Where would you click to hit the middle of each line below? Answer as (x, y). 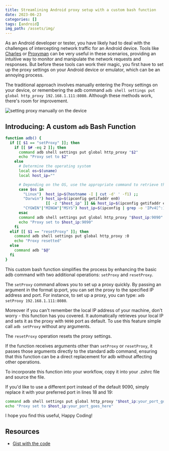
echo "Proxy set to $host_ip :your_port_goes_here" (59, 406)
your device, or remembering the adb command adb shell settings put (80, 90)
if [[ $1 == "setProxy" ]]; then (45, 143)
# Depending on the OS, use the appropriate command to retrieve (88, 184)
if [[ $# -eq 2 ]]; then (40, 147)
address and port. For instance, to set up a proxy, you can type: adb (75, 295)
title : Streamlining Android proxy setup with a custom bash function (81, 10)
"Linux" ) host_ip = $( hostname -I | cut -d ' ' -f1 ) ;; (81, 194)
